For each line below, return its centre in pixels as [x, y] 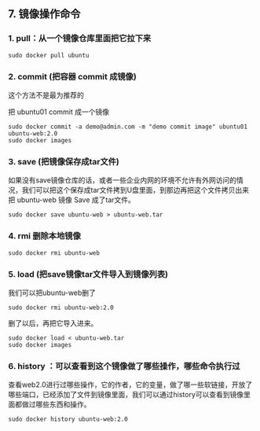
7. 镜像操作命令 [44, 14]
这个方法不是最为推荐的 [46, 95]
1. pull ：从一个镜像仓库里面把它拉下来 [80, 39]
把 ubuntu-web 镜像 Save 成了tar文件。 [72, 200]
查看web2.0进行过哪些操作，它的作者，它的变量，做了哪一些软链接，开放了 [130, 385]
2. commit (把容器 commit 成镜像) [73, 76]
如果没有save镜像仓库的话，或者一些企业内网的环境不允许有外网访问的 [123, 180]
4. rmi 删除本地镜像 [44, 236]
